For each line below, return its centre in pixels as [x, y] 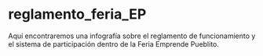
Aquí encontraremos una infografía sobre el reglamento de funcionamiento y [132, 36]
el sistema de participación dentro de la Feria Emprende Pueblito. [114, 44]
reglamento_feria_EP [77, 14]
